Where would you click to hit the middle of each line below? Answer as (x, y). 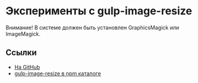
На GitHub (27, 67)
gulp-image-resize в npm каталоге (57, 73)
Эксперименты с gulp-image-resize (99, 11)
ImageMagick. (23, 33)
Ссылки (21, 53)
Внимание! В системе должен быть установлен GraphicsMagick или (92, 27)
